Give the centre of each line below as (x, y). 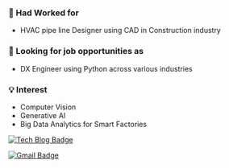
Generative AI (43, 115)
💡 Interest (28, 89)
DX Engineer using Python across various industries (106, 68)
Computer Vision (48, 107)
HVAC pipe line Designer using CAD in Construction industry (121, 31)
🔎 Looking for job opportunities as (76, 51)
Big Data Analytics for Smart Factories (83, 124)
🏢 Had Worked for (44, 13)
